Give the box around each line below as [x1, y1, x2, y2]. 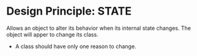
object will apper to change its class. [6, 30, 99, 38]
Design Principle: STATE [6, 4, 132, 18]
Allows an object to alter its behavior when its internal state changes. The [6, 24, 191, 32]
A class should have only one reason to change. [15, 43, 136, 50]
